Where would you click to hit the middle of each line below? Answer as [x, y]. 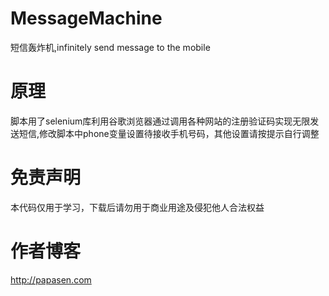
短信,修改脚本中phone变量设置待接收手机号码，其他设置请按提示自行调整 [169, 133]
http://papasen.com [51, 279]
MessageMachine [86, 18]
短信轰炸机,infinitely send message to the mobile [110, 47]
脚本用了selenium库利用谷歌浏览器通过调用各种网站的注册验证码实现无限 [160, 121]
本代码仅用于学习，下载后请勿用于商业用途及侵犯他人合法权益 [137, 207]
